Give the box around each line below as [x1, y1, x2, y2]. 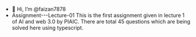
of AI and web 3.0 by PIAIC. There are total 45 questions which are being [11, 18, 191, 25]
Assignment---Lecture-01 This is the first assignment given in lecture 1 [11, 12, 185, 19]
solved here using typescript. [11, 24, 84, 31]
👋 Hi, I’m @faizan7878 [11, 6, 67, 12]
